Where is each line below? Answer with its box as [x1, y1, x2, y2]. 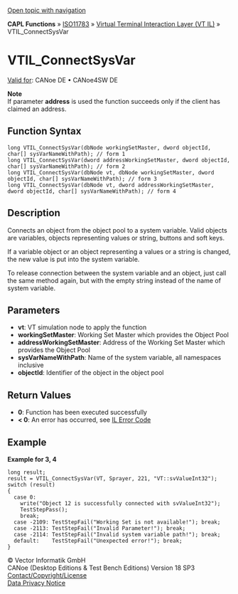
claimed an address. [7, 105, 67, 113]
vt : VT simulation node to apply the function [17, 323, 147, 332]
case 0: [13, 494, 37, 501]
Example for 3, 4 [7, 455, 57, 463]
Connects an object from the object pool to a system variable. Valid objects [7, 226, 227, 234]
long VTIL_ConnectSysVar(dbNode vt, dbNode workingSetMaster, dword [7, 169, 215, 176]
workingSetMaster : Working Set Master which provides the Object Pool [17, 331, 229, 339]
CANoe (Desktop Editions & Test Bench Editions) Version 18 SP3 [7, 563, 195, 572]
